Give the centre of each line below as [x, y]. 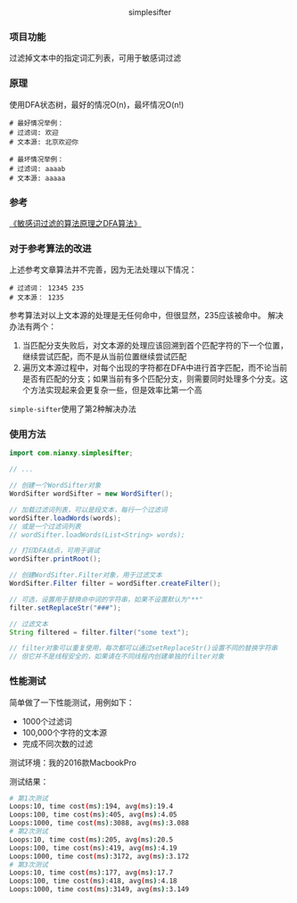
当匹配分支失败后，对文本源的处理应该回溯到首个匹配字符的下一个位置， [155, 346]
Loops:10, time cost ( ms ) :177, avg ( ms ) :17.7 [91, 873]
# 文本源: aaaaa [37, 178]
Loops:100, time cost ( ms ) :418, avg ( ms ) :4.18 [93, 881]
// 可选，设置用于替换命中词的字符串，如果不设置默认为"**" [106, 599]
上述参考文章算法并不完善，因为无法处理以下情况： [103, 270]
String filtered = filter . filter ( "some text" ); [99, 632]
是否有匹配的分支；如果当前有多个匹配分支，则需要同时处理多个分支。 [151, 379]
